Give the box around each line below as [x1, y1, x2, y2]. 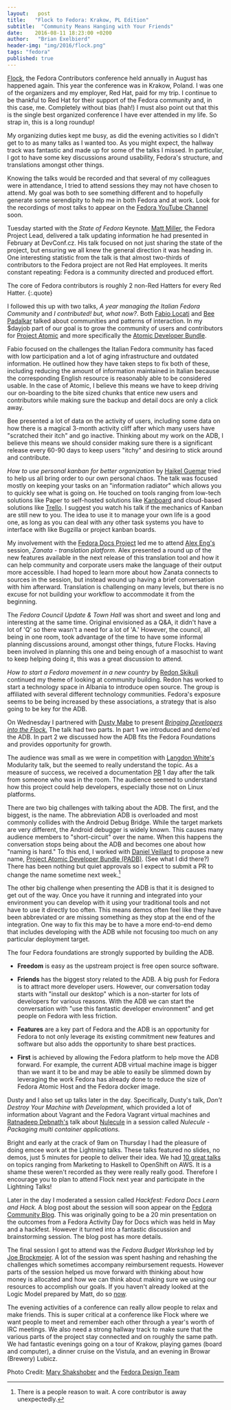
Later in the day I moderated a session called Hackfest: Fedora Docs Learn [7, 1196, 220, 1204]
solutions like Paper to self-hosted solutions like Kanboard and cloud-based [7, 496, 222, 504]
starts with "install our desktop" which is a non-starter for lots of [16, 990, 199, 998]
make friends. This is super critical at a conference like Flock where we [7, 1311, 209, 1319]
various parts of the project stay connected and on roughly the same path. [7, 1333, 218, 1341]
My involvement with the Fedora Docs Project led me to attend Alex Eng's [7, 539, 215, 547]
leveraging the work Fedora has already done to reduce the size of [16, 1075, 206, 1084]
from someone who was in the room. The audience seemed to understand [7, 775, 217, 784]
